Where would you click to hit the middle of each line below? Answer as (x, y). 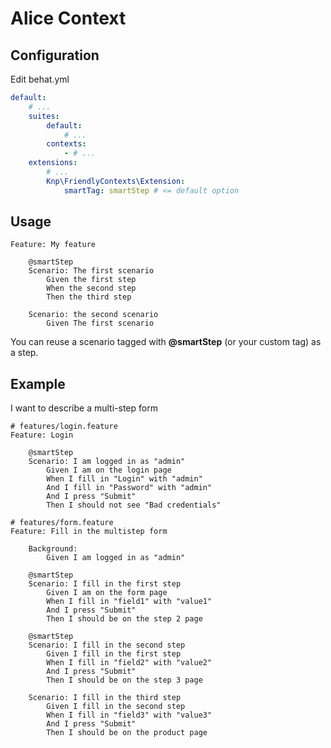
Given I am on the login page (109, 470)
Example (38, 383)
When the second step (91, 288)
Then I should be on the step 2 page (124, 619)
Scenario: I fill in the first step (105, 584)
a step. (24, 353)
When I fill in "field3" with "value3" (129, 715)
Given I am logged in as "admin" (116, 558)
